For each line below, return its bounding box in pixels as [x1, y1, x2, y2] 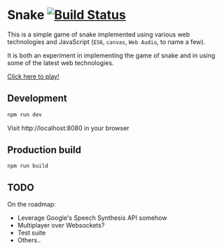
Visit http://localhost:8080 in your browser [7, 123, 130, 132]
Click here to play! [7, 72, 60, 81]
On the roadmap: [7, 200, 56, 209]
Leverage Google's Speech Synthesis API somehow [17, 214, 167, 222]
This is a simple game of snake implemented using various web [7, 30, 190, 39]
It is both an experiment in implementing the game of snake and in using [7, 51, 216, 60]
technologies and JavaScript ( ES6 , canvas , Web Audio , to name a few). [7, 37, 205, 46]
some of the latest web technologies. [7, 58, 114, 67]
